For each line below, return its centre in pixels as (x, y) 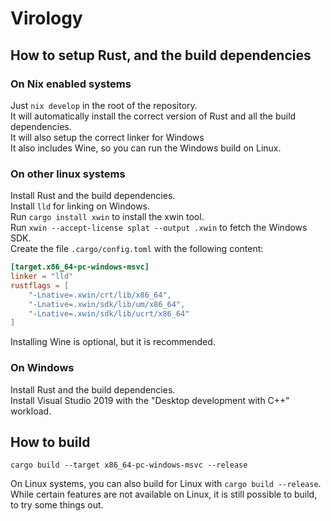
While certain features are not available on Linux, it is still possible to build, (164, 494)
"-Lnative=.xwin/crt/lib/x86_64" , (100, 295)
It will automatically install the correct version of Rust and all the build (153, 116)
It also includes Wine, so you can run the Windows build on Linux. (146, 148)
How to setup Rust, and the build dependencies (161, 55)
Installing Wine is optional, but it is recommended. (113, 342)
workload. (31, 411)
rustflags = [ (40, 285)
